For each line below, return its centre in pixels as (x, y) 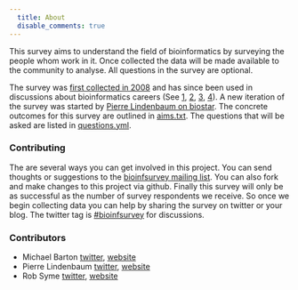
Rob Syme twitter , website (70, 276)
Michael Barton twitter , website (79, 257)
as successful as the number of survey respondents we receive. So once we (149, 196)
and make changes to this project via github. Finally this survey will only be (146, 186)
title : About (41, 17)
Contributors (38, 238)
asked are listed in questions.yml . (70, 125)
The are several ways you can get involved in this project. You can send (141, 167)
